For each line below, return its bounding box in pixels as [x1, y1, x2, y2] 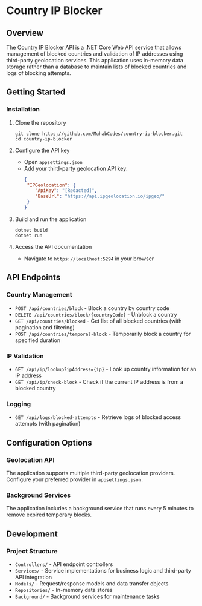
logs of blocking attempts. [6, 70, 71, 76]
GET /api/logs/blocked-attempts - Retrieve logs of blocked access [14, 413, 181, 421]
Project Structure [6, 547, 58, 555]
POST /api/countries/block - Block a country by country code [14, 304, 170, 312]
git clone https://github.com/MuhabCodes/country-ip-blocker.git [14, 131, 183, 137]
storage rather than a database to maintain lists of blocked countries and [6, 63, 187, 70]
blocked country [14, 384, 56, 392]
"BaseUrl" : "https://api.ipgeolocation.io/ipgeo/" [35, 193, 165, 200]
